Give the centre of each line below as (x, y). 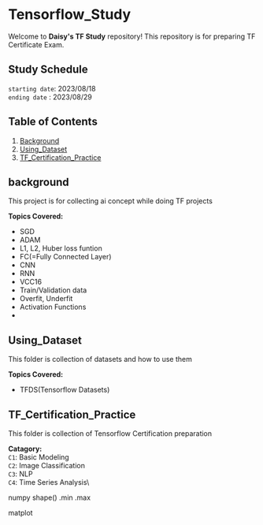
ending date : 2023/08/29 (50, 97)
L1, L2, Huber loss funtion (61, 248)
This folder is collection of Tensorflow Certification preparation (110, 434)
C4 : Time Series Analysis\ (49, 482)
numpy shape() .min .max (50, 497)
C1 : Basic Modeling (39, 457)
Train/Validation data (53, 290)
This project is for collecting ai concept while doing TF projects (110, 201)
